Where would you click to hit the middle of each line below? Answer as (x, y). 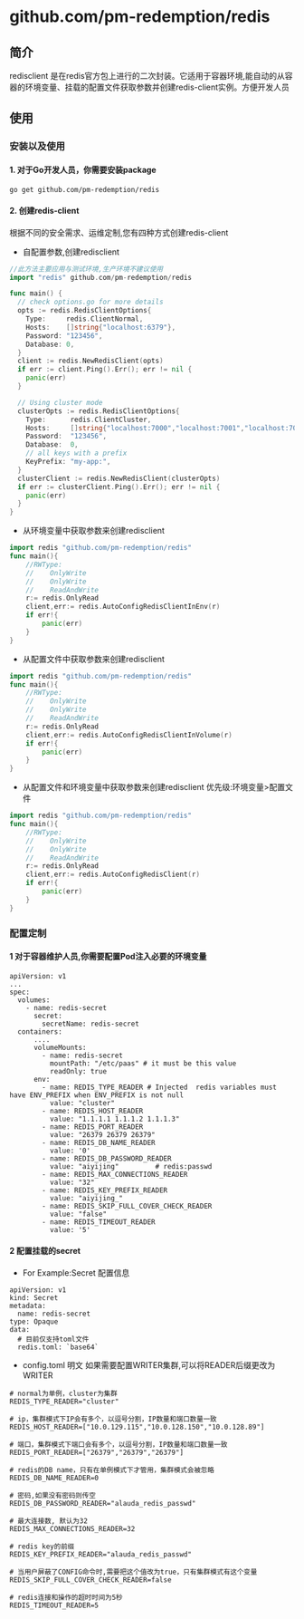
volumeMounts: (60, 1047)
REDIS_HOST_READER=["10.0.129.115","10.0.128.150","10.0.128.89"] (137, 1427)
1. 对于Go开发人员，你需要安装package (83, 169)
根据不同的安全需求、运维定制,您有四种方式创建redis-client (119, 232)
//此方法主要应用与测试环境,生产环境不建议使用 (86, 269)
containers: (40, 1031)
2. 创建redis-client (44, 211)
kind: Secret (34, 1298)
